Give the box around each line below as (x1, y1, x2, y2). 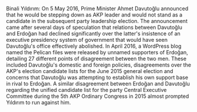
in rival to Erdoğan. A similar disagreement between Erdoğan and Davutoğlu (6, 80, 191, 87)
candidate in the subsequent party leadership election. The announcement (6, 18, 188, 24)
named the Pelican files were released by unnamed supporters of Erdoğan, (6, 49, 189, 55)
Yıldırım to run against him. (6, 99, 71, 106)
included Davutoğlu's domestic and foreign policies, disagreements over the (6, 61, 192, 68)
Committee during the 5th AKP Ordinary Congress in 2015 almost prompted (6, 93, 189, 100)
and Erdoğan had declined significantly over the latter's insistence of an (6, 30, 181, 37)
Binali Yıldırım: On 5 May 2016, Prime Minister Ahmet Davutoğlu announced (6, 5, 189, 12)
